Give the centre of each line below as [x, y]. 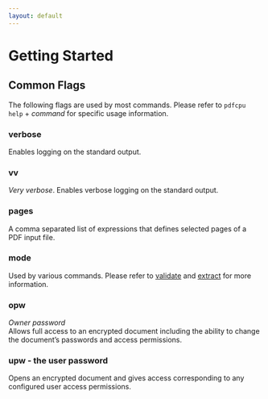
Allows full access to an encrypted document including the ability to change [134, 331]
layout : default [35, 16]
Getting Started [61, 55]
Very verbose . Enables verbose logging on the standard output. [113, 190]
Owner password [37, 322]
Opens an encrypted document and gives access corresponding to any [126, 378]
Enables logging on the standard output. [75, 152]
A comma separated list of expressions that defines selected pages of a [128, 229]
